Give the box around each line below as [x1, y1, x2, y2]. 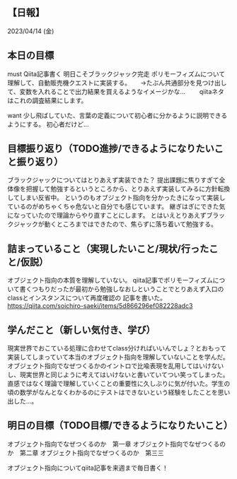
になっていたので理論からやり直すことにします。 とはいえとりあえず [7, 211, 207, 220]
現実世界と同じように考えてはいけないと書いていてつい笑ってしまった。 [19, 370, 229, 379]
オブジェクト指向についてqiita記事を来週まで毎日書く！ [7, 463, 168, 472]
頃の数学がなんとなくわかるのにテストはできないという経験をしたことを [7, 388, 218, 397]
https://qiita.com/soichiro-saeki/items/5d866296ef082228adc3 [7, 302, 193, 310]
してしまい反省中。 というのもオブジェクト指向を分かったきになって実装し [7, 194, 226, 202]
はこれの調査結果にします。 [7, 96, 88, 105]
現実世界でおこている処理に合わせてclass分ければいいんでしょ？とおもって [7, 344, 226, 353]
